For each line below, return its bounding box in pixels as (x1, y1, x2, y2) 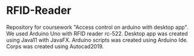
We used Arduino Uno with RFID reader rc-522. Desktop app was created (6, 30, 188, 37)
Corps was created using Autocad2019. (6, 43, 104, 50)
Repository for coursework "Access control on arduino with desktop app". (6, 23, 189, 31)
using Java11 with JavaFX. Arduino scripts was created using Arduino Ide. (6, 36, 188, 43)
